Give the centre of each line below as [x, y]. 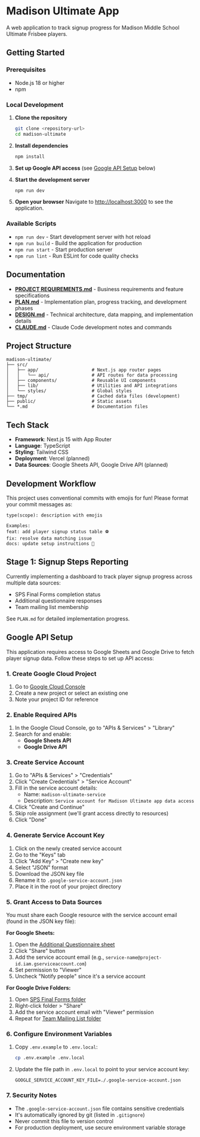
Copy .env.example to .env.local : [56, 1047]
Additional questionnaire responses [59, 600]
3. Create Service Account [45, 762]
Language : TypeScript [42, 446]
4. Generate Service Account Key [56, 835]
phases [24, 308]
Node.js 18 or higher [40, 82]
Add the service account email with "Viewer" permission [84, 1012]
